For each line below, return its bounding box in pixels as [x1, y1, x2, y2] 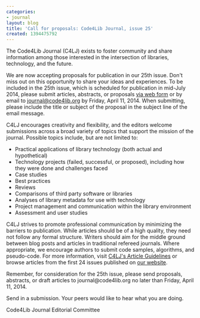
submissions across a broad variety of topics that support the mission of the [6, 128, 194, 135]
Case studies [14, 171, 48, 178]
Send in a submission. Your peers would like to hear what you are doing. [6, 295, 184, 302]
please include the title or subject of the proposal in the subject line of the [6, 103, 188, 111]
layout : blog [6, 20, 39, 26]
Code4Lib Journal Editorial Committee [6, 306, 100, 314]
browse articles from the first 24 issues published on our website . [6, 259, 168, 266]
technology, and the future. [6, 60, 73, 68]
